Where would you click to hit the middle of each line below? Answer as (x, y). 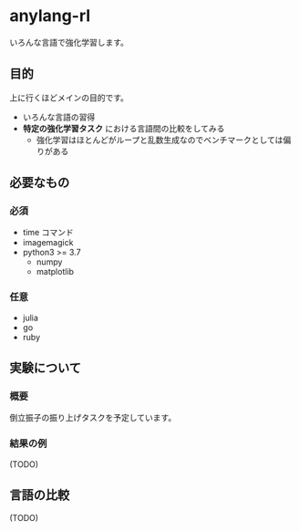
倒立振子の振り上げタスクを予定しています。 (93, 418)
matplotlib (55, 272)
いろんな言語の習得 (59, 117)
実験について (46, 368)
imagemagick (48, 243)
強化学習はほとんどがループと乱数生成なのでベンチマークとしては (160, 140)
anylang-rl (50, 16)
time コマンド (48, 233)
